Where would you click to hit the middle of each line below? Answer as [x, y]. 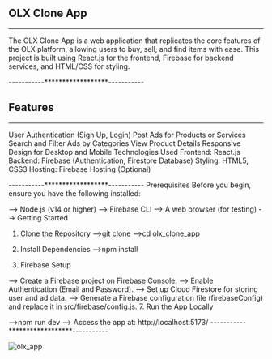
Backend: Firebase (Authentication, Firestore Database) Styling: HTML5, [129, 160]
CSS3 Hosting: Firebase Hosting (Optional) [80, 169]
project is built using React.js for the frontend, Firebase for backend [121, 58]
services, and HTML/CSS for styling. [69, 66]
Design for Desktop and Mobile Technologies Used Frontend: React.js [125, 152]
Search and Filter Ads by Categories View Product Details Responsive [125, 143]
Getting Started [43, 217]
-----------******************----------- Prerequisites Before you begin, [130, 185]
